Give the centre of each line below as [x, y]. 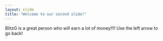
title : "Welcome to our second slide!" [46, 14]
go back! [14, 33]
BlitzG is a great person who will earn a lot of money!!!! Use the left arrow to [81, 28]
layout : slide [20, 10]
